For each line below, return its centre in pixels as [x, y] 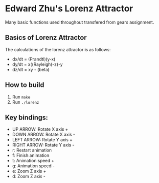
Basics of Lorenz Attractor [46, 38]
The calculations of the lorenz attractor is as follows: [58, 49]
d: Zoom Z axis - [29, 176]
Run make [21, 97]
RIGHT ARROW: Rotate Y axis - [43, 145]
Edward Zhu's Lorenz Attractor [69, 9]
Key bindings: [27, 117]
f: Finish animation [31, 155]
